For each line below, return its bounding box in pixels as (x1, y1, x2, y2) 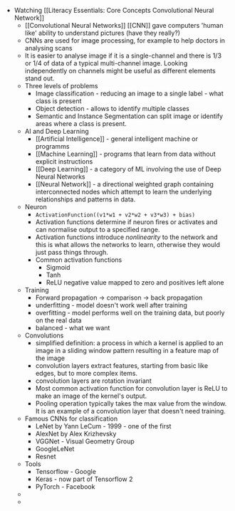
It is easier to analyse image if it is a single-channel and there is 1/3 (24, 51, 222, 60)
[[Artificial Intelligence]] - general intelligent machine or (35, 135, 198, 143)
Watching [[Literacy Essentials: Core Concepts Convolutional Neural (14, 6, 214, 14)
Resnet (35, 452, 56, 460)
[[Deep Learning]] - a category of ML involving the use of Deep (35, 165, 222, 173)
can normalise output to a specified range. (35, 226, 160, 233)
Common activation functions (35, 255, 122, 264)
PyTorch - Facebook (35, 483, 95, 490)
